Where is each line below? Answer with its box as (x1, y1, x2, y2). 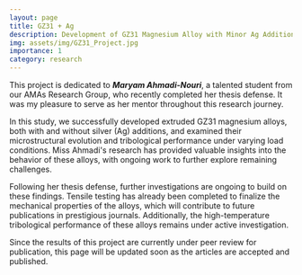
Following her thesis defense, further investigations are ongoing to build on (9, 182, 288, 191)
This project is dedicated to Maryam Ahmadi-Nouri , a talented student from (9, 80, 293, 90)
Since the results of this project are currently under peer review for (9, 237, 257, 247)
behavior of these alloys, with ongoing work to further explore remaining (9, 155, 277, 164)
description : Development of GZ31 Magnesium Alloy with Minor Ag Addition (9, 30, 296, 39)
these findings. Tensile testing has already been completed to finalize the (9, 191, 280, 201)
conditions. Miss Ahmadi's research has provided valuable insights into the (9, 145, 287, 155)
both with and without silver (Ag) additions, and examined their (9, 126, 243, 136)
